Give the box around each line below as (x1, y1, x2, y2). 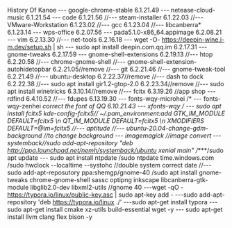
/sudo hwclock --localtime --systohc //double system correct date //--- (7, 161, 212, 169)
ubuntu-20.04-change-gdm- (126, 124, 209, 132)
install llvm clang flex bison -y (7, 213, 92, 221)
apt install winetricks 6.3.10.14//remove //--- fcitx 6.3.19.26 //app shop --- (7, 87, 216, 95)
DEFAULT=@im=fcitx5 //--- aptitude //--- (7, 124, 125, 132)
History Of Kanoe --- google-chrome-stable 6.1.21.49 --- (7, 6, 169, 14)
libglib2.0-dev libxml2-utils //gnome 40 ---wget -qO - (30, 184, 184, 191)
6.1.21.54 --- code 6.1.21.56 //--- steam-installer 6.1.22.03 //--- (26, 13, 204, 22)
